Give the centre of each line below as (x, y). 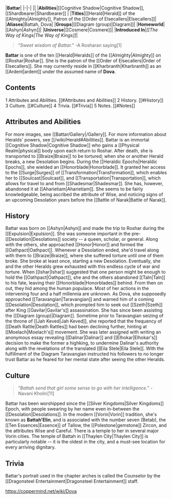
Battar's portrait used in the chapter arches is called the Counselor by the (83, 476)
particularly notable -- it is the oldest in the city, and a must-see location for (85, 442)
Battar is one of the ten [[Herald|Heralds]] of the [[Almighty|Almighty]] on (83, 55)
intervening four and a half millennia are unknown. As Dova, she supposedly (86, 294)
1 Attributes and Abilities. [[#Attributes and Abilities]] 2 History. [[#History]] (84, 100)
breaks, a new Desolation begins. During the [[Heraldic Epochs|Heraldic (81, 162)
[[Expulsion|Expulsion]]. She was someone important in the (68, 234)
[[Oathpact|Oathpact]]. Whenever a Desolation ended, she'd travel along (82, 250)
